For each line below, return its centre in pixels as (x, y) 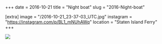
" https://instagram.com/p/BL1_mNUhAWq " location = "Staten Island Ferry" (81, 22)
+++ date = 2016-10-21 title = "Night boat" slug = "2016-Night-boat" (75, 7)
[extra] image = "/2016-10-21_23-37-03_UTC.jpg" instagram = (69, 17)
